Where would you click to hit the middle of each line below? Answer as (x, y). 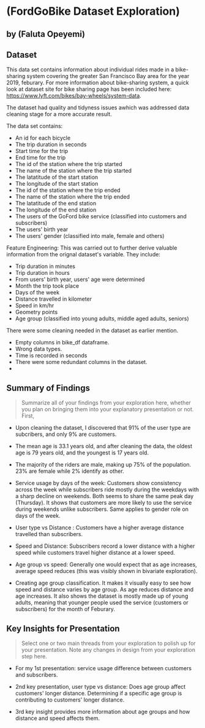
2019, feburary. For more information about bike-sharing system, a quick (98, 83)
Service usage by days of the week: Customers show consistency (98, 483)
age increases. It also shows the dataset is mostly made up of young (102, 596)
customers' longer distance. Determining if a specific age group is (99, 694)
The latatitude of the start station (57, 177)
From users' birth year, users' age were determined (80, 279)
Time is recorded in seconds (51, 355)
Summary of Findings (48, 388)
